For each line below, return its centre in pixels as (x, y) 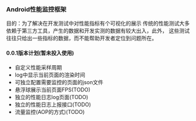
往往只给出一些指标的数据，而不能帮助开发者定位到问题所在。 (82, 38)
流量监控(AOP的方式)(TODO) (50, 112)
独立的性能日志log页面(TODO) (51, 97)
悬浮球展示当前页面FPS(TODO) (53, 90)
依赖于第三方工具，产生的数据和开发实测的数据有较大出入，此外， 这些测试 (98, 31)
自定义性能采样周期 (38, 67)
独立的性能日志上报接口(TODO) (53, 104)
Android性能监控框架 (36, 9)
